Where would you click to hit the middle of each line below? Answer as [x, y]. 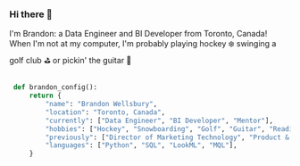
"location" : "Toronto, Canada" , [105, 112]
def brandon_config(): [55, 87]
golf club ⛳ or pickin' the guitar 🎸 [71, 61]
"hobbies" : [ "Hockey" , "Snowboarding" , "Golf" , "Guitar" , [155, 129]
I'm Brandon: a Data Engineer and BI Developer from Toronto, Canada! [138, 34]
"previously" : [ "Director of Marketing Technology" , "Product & [167, 137]
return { [46, 96]
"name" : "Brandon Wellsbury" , [101, 104]
